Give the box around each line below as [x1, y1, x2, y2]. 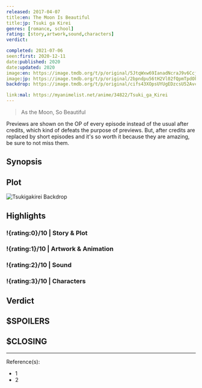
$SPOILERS [6, 316, 50, 327]
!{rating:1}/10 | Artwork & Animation [6, 245, 114, 253]
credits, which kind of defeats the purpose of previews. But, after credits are [6, 127, 195, 134]
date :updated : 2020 [6, 64, 55, 70]
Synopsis [6, 157, 42, 167]
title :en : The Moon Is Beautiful [6, 14, 90, 20]
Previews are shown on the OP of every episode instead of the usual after [6, 120, 189, 127]
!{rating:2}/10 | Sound [6, 261, 72, 269]
